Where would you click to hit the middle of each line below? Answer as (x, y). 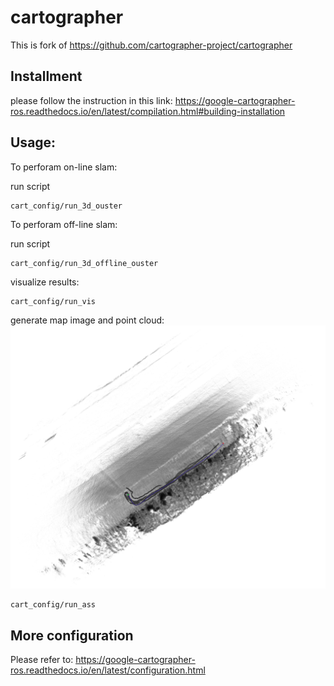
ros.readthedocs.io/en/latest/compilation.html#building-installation (148, 111)
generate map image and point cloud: (87, 320)
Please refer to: (42, 660)
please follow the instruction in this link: (91, 100)
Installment (46, 76)
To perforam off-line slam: (64, 224)
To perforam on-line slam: (64, 167)
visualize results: (45, 282)
